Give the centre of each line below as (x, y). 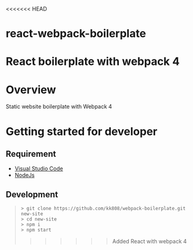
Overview (31, 90)
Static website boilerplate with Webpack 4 (59, 107)
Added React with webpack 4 (150, 241)
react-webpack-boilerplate (76, 34)
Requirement (31, 153)
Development (32, 195)
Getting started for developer (81, 131)
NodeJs (25, 175)
